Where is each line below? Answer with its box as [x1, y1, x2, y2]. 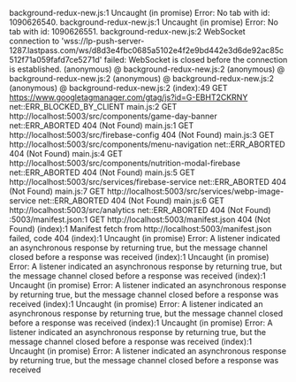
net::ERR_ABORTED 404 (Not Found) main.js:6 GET [38, 195, 225, 206]
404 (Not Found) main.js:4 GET [9, 149, 124, 158]
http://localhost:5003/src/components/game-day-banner [9, 111, 218, 121]
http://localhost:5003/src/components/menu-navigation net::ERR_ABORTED [9, 139, 285, 149]
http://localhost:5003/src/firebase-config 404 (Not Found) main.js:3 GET [9, 130, 276, 140]
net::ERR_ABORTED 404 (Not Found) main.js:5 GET [9, 167, 196, 178]
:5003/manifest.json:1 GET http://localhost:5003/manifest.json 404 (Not [9, 214, 271, 225]
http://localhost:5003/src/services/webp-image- [107, 186, 285, 196]
